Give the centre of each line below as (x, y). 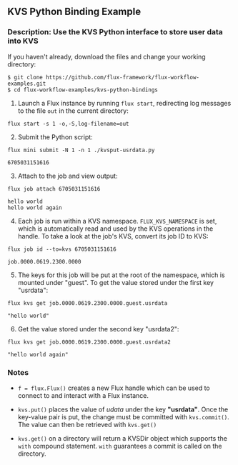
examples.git (27, 84)
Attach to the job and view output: (68, 176)
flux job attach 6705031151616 (54, 189)
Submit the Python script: (55, 137)
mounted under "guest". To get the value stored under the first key (116, 282)
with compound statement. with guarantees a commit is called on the (120, 446)
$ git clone (25, 77)
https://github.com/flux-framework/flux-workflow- (123, 77)
